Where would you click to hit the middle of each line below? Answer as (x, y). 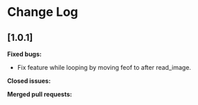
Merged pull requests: (40, 94)
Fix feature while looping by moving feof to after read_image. (104, 67)
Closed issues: (29, 81)
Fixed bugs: (25, 54)
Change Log (43, 12)
